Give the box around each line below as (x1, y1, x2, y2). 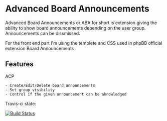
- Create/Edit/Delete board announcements (5, 83, 95, 88)
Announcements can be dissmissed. (5, 30, 80, 36)
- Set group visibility (5, 87, 55, 92)
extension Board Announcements (5, 45, 74, 51)
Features (5, 60, 34, 68)
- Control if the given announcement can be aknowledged (5, 91, 127, 97)
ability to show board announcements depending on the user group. (5, 25, 146, 31)
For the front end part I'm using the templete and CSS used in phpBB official (5, 40, 162, 46)
